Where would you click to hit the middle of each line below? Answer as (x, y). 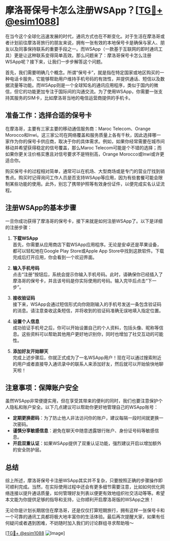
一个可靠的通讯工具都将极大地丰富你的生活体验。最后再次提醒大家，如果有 (83, 517)
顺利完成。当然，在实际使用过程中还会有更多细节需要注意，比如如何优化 (85, 487)
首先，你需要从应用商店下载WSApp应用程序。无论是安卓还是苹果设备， (87, 244)
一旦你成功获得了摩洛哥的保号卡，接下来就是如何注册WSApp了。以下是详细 (84, 221)
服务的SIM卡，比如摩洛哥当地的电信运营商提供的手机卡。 (73, 98)
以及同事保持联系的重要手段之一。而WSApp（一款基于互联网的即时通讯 (84, 49)
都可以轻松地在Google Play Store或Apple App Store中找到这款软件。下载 (88, 251)
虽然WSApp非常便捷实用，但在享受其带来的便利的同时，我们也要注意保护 (82, 401)
